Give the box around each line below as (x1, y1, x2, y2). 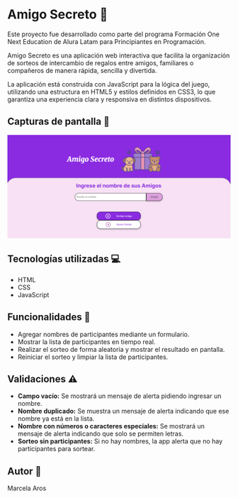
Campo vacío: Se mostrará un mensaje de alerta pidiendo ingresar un (17, 392, 222, 400)
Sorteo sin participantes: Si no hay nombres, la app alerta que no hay (17, 437, 223, 446)
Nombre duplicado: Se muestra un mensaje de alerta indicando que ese (17, 407, 229, 416)
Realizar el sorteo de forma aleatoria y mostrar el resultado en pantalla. (17, 345, 225, 353)
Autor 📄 (7, 465, 42, 477)
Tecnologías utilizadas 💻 (7, 253, 121, 265)
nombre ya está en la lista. (17, 414, 95, 423)
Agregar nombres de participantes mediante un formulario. (17, 330, 190, 338)
